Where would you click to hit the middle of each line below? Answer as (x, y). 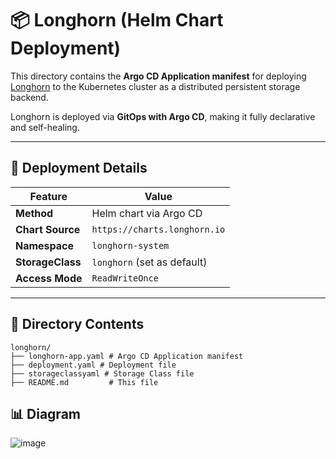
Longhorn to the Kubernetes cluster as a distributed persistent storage (155, 86)
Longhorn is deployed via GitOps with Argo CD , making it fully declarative (163, 116)
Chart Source (48, 229)
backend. (29, 97)
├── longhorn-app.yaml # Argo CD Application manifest (127, 356)
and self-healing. (45, 127)
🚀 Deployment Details (79, 168)
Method (34, 213)
